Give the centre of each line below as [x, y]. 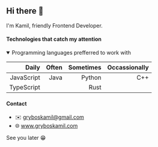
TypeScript [25, 88]
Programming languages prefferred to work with [71, 53]
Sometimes [85, 68]
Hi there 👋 [25, 11]
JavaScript [25, 77]
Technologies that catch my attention [54, 39]
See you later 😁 [26, 138]
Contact [17, 103]
